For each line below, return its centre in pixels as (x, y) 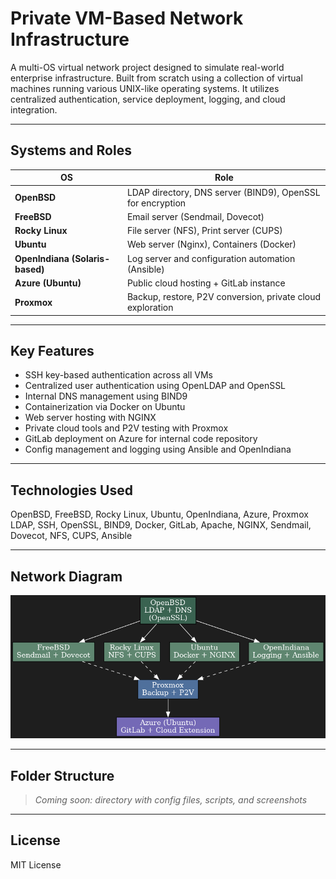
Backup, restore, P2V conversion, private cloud (224, 296)
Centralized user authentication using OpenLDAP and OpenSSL (155, 386)
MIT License (36, 864)
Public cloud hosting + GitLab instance (206, 283)
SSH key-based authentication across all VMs (119, 375)
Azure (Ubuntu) (48, 283)
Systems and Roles (71, 150)
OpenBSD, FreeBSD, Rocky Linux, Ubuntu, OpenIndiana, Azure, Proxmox (159, 514)
